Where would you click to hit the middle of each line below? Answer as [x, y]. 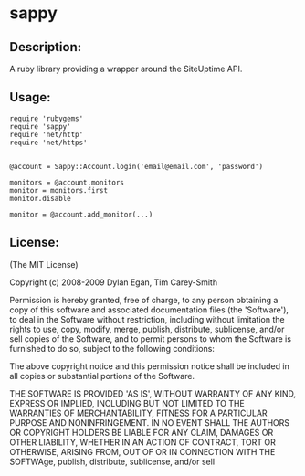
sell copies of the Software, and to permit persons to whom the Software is [151, 338]
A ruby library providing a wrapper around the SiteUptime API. [126, 69]
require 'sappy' [40, 126]
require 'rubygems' [47, 118]
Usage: [31, 97]
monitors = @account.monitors [67, 182]
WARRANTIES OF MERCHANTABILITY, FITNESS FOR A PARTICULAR [138, 413]
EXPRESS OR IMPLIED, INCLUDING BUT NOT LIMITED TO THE [127, 403]
